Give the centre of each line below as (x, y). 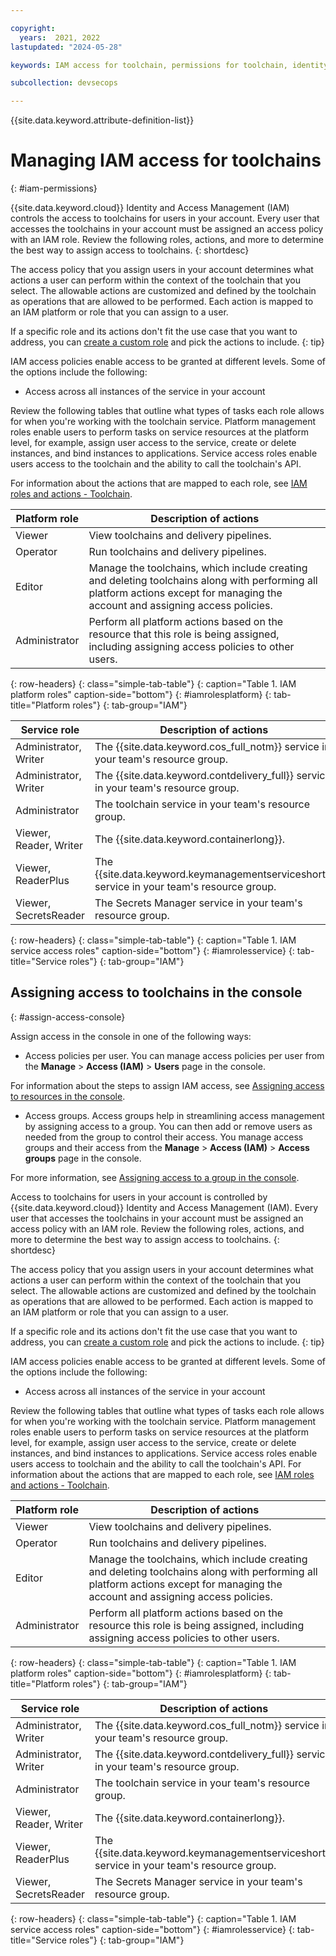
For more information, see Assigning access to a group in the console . (155, 1177)
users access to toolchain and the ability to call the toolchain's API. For (156, 1463)
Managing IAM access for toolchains (166, 160)
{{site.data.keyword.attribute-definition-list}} (102, 120)
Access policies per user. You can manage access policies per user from (174, 1055)
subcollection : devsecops (64, 83)
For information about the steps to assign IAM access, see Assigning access (167, 1085)
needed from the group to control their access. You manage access (164, 1137)
